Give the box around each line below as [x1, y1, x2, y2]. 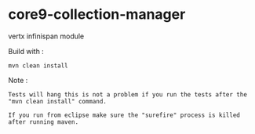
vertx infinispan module [8, 31, 85, 41]
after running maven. [8, 118, 79, 126]
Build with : [8, 46, 45, 56]
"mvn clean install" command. [8, 97, 107, 105]
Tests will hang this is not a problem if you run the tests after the [8, 90, 247, 99]
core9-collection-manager [8, 5, 186, 24]
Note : [8, 75, 28, 85]
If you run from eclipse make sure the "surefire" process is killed [8, 111, 241, 119]
